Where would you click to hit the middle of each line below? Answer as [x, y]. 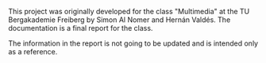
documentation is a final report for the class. [81, 28]
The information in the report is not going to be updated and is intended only [133, 43]
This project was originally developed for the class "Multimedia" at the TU [129, 11]
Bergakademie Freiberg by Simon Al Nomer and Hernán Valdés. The [120, 20]
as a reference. [33, 52]
